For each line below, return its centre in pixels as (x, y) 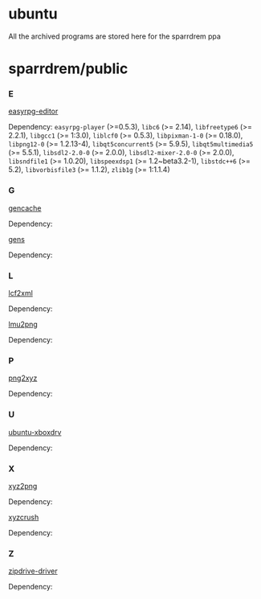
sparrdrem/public (68, 69)
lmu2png (23, 324)
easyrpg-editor (33, 111)
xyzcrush (24, 517)
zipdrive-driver (33, 571)
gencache (25, 208)
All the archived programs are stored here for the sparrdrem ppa (114, 36)
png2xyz (23, 378)
